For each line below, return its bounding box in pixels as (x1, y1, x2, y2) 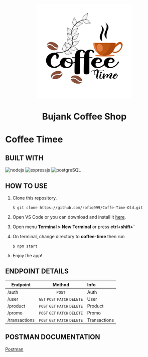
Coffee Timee (5, 134, 63, 145)
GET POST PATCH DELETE (39, 297, 83, 302)
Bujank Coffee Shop (42, 111, 127, 122)
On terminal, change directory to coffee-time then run (12, 234, 125, 239)
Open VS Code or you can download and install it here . (12, 214, 126, 220)
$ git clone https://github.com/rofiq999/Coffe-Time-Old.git (12, 205, 143, 210)
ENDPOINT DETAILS (5, 267, 69, 276)
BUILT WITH (5, 153, 44, 162)
